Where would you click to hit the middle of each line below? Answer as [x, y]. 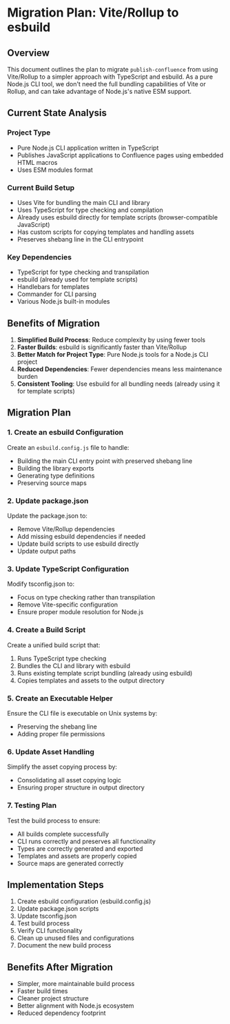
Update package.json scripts [58, 909]
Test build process [43, 923]
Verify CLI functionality [50, 931]
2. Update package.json [48, 500]
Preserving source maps [52, 483]
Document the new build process [64, 945]
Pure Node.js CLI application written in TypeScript [88, 148]
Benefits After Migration [60, 967]
